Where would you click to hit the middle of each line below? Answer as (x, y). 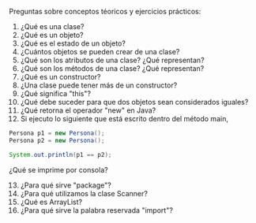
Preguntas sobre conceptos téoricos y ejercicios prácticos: (105, 11)
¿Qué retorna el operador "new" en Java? (88, 110)
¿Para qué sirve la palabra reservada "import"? (96, 210)
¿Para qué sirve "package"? (66, 185)
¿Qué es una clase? (52, 26)
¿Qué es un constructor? (60, 77)
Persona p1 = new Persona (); (57, 133)
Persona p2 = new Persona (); (57, 140)
